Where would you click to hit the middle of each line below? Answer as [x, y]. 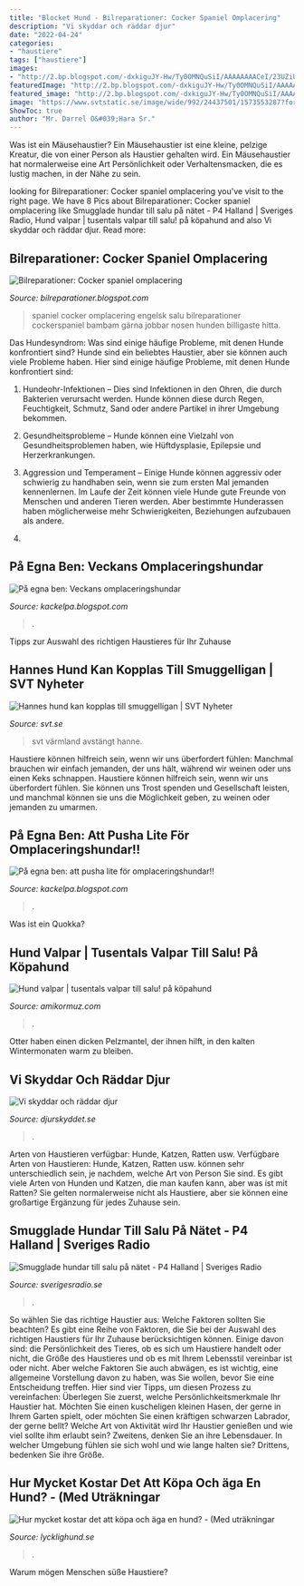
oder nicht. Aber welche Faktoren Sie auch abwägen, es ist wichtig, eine [144, 1367]
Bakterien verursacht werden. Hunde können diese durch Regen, [143, 398]
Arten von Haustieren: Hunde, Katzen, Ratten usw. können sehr [127, 1164]
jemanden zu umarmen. [53, 807]
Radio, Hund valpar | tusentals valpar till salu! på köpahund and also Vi [141, 220]
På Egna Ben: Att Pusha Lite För [100, 835]
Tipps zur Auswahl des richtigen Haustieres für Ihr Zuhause [120, 641]
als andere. [43, 520]
